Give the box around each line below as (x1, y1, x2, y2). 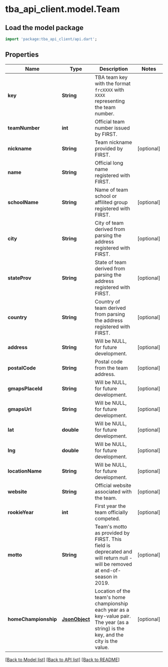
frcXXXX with (94, 86, 124, 93)
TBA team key (94, 73, 128, 80)
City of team (94, 219, 124, 226)
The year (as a (94, 618, 129, 625)
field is (94, 541, 111, 548)
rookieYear (7, 508, 34, 515)
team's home (94, 593, 126, 600)
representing (94, 97, 125, 104)
